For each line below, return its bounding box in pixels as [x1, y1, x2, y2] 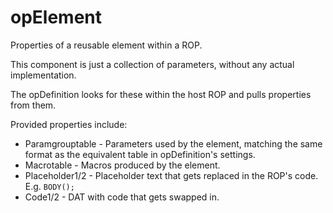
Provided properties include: [10, 118, 128, 130]
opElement [10, 6, 103, 29]
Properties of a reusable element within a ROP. [10, 39, 203, 51]
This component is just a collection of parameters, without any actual [10, 58, 295, 70]
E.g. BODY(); [24, 180, 75, 192]
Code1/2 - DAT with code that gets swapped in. [24, 191, 220, 203]
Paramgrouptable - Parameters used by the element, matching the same [24, 137, 323, 150]
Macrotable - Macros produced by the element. [24, 159, 221, 171]
